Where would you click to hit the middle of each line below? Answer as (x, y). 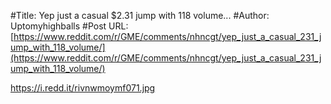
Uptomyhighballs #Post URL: (69, 26)
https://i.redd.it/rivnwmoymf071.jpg (83, 88)
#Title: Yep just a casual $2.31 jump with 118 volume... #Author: (140, 15)
